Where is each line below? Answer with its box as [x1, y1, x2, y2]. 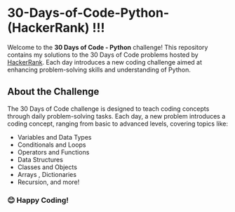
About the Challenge [7, 86, 100, 98]
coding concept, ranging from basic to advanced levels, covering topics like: [7, 119, 228, 128]
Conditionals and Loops [17, 140, 86, 149]
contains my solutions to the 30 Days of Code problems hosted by [7, 51, 199, 59]
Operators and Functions [17, 147, 90, 156]
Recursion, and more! [17, 178, 80, 186]
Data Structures [17, 155, 63, 164]
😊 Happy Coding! [7, 195, 69, 205]
